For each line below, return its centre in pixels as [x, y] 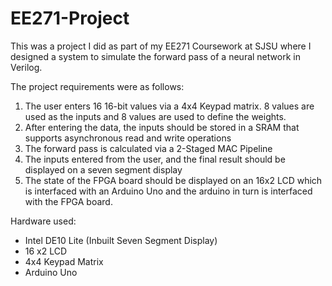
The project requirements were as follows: [97, 86]
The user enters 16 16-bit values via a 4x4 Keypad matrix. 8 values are [169, 106]
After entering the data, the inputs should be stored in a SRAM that [162, 127]
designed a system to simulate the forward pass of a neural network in [155, 56]
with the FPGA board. [68, 201]
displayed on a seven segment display [103, 169]
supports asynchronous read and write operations [128, 138]
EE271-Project [70, 18]
